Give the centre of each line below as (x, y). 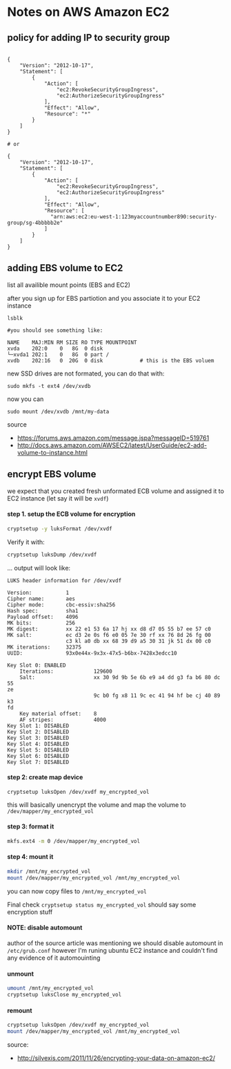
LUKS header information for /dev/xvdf (64, 580)
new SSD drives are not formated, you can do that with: (86, 373)
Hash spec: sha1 (43, 611)
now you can (26, 399)
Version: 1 (38, 593)
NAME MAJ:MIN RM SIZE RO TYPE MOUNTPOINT (72, 342)
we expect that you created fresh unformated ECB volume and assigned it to (115, 491)
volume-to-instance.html (52, 452)
